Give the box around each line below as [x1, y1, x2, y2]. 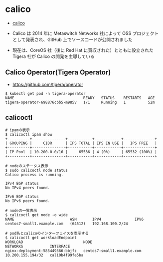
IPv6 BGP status [5, 194, 39, 199]
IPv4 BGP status [5, 181, 39, 186]
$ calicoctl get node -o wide [5, 212, 68, 218]
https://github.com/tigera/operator [12, 81, 84, 87]
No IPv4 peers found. [5, 185, 50, 190]
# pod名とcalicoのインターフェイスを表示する [5, 231, 89, 236]
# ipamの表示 [5, 127, 30, 133]
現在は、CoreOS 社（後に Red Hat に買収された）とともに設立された [12, 47, 154, 53]
